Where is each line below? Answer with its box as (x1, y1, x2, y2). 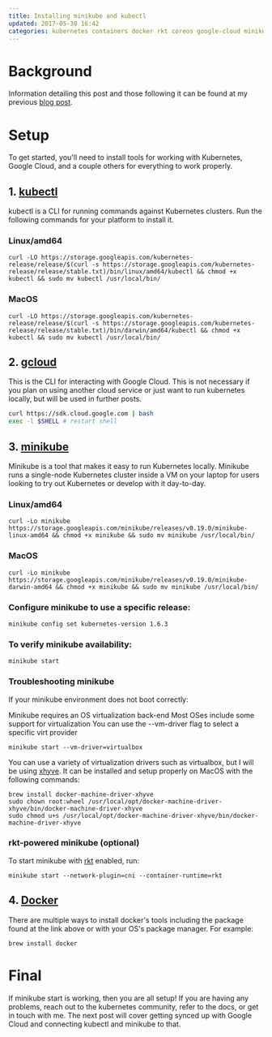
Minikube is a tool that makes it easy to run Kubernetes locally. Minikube (8, 462, 249, 471)
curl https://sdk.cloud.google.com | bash (8, 410, 154, 418)
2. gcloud (8, 355, 57, 369)
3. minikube (8, 440, 70, 454)
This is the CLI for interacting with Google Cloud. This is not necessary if (8, 377, 250, 386)
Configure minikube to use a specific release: (8, 601, 191, 613)
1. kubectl (8, 184, 58, 199)
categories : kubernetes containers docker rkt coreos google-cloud (8, 27, 241, 35)
